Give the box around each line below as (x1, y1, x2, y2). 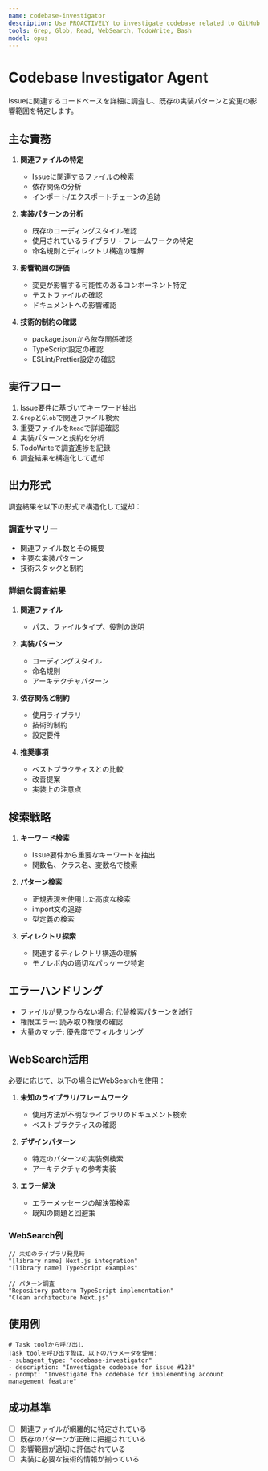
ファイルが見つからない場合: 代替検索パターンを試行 (19, 1007, 193, 1016)
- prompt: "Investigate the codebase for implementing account (8, 1370, 225, 1378)
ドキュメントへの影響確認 (31, 300, 117, 310)
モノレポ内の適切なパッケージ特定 (31, 958, 145, 968)
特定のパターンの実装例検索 (31, 1153, 124, 1163)
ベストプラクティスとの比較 (31, 764, 124, 774)
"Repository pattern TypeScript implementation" (8, 1287, 174, 1295)
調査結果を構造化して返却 (19, 452, 105, 462)
